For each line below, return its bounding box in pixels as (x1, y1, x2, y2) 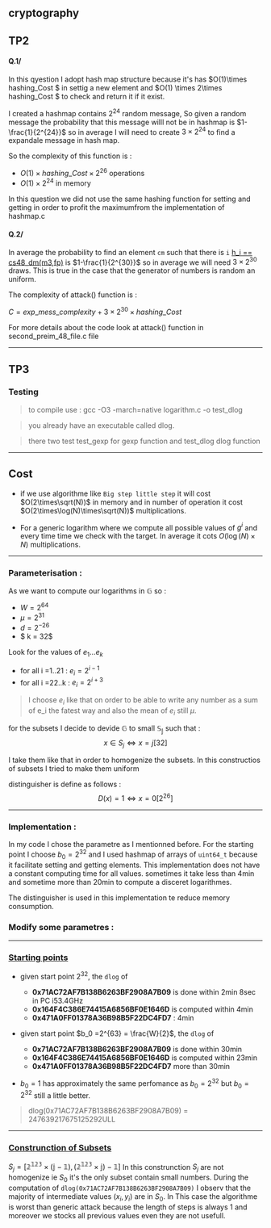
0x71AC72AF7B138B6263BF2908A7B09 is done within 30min (31, 1045, 243, 1054)
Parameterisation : (8, 568, 82, 579)
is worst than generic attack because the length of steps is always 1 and (8, 1202, 248, 1212)
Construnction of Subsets (8, 1142, 112, 1154)
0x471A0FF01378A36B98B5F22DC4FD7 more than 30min (31, 1062, 231, 1071)
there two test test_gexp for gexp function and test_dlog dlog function (27, 436, 261, 446)
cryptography (8, 6, 79, 20)
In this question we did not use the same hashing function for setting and (8, 194, 252, 203)
